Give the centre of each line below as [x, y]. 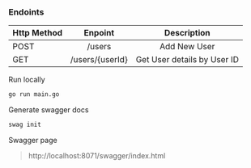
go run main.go [34, 94]
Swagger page [33, 141]
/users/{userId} [99, 60]
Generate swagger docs [49, 110]
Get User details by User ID [187, 60]
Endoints [26, 12]
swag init [25, 125]
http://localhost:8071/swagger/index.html [97, 156]
